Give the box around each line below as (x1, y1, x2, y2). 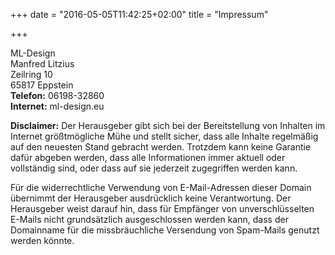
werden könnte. (10, 235, 75, 246)
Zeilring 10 (10, 69, 53, 80)
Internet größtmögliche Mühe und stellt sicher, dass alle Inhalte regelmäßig (10, 130, 319, 142)
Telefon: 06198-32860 (10, 90, 105, 101)
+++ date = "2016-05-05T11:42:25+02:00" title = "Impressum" (10, 9, 269, 20)
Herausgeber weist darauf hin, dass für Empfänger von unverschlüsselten (10, 203, 315, 214)
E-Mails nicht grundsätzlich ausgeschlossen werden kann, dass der (10, 214, 289, 225)
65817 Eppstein (10, 79, 74, 91)
